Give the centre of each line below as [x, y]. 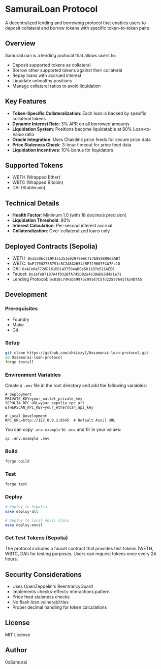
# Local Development [26, 416]
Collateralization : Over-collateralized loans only [61, 231]
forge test [16, 484]
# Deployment [18, 394]
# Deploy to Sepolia [26, 507]
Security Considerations [44, 575]
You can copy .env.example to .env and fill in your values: [63, 429]
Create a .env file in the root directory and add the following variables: [76, 385]
